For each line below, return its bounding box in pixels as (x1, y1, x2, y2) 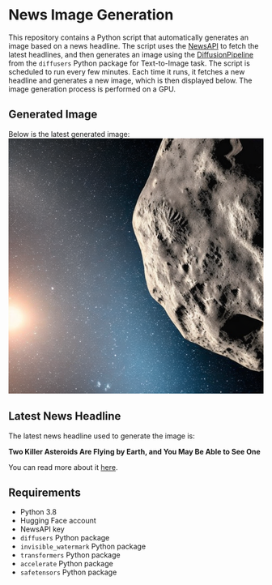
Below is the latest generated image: (8, 129, 130, 139)
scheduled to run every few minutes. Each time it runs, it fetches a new (8, 66, 245, 76)
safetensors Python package (19, 567, 117, 577)
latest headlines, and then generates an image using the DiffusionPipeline (8, 49, 253, 59)
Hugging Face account (19, 516, 97, 526)
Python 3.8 (19, 507, 57, 517)
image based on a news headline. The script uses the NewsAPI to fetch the (8, 41, 259, 50)
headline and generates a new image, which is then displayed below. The (8, 75, 253, 85)
